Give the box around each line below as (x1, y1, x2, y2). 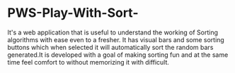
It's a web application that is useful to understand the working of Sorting (7, 28, 218, 36)
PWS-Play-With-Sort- (7, 5, 139, 21)
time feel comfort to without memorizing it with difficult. (7, 58, 170, 66)
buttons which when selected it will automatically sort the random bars (7, 43, 214, 51)
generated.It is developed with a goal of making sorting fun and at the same (7, 51, 229, 59)
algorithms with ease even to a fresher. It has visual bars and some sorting (7, 35, 224, 44)
